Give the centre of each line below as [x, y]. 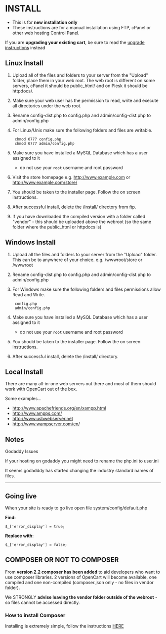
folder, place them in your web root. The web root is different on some [83, 80]
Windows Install [30, 243]
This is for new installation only [45, 22]
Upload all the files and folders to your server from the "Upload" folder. [84, 254]
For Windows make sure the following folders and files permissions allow [86, 289]
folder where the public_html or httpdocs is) [57, 227]
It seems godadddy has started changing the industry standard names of [80, 471]
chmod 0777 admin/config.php [45, 143]
